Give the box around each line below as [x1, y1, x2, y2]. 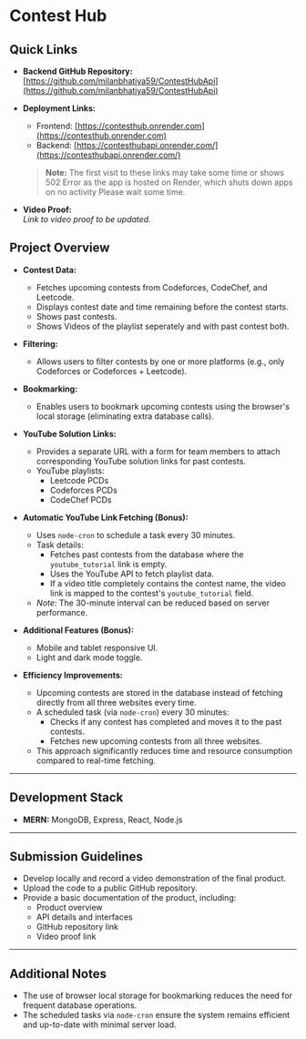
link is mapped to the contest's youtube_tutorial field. [49, 587, 254, 598]
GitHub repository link [36, 922, 119, 932]
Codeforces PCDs [49, 484, 118, 495]
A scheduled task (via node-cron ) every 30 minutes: [36, 707, 229, 718]
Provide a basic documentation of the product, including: [22, 892, 237, 903]
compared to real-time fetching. [36, 755, 157, 766]
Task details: [36, 539, 84, 550]
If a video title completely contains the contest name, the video [49, 577, 287, 588]
